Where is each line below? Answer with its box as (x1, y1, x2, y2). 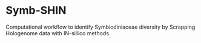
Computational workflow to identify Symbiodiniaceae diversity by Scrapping (5, 23, 196, 30)
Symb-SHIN (5, 4, 67, 17)
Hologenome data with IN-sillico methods (5, 29, 110, 36)
